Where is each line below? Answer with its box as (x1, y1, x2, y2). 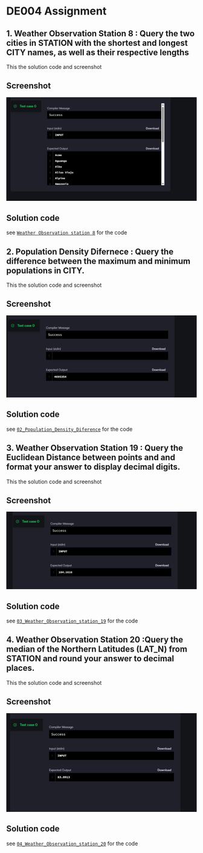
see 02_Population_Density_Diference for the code (6, 425, 133, 433)
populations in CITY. (6, 265, 85, 276)
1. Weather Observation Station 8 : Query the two (6, 28, 195, 39)
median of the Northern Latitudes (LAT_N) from (6, 644, 187, 655)
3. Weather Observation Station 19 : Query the (6, 443, 183, 453)
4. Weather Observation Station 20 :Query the (6, 635, 183, 645)
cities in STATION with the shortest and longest (6, 38, 188, 48)
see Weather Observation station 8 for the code (6, 229, 127, 237)
